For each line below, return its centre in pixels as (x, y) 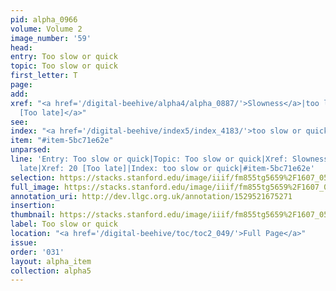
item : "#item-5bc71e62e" (62, 141)
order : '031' (37, 252)
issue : (24, 242)
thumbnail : (33, 215)
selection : (33, 177)
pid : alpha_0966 (44, 19)
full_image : (35, 187)
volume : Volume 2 (46, 29)
